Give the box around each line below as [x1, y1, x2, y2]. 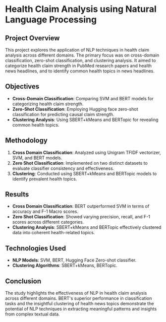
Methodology [5, 136, 48, 145]
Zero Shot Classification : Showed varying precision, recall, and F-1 [12, 214, 150, 220]
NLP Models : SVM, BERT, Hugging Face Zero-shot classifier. [12, 257, 137, 263]
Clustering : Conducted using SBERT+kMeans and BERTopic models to [12, 170, 157, 177]
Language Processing [5, 14, 97, 25]
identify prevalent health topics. [12, 176, 77, 182]
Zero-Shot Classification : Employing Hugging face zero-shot [12, 106, 138, 112]
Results [5, 190, 29, 199]
